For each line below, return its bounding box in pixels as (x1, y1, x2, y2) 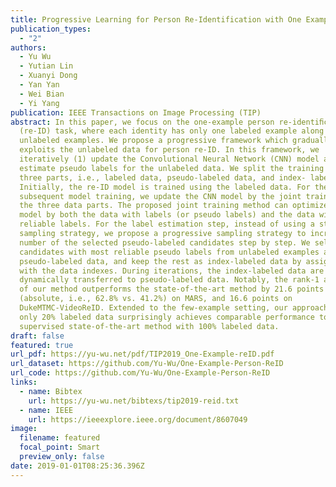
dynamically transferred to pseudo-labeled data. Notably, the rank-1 (19, 275, 320, 285)
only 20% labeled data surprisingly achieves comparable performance (19, 312, 315, 322)
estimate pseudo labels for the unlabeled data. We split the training (19, 163, 325, 173)
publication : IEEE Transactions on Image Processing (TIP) (10, 107, 262, 118)
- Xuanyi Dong (19, 71, 78, 81)
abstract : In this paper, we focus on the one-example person (10, 117, 275, 127)
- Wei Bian (19, 89, 65, 99)
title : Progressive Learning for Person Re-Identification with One (10, 14, 302, 25)
